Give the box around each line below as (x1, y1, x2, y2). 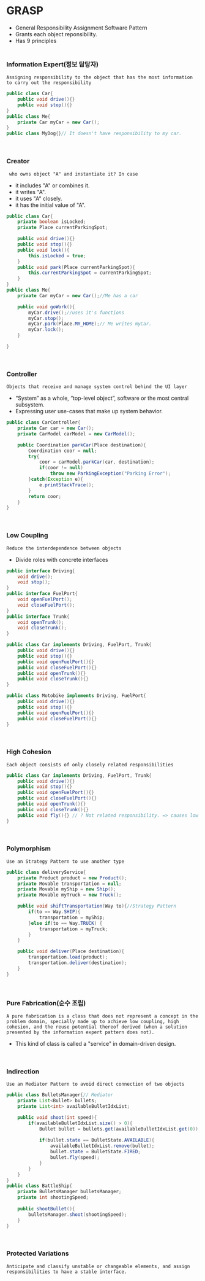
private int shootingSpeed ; (17, 1194, 89, 1201)
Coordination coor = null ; (28, 448, 97, 454)
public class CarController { (6, 419, 81, 426)
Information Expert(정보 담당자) (6, 60, 99, 68)
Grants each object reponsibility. (15, 30, 97, 37)
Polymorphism (6, 844, 51, 853)
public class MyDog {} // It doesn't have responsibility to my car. (6, 130, 182, 137)
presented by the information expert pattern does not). (6, 1029, 155, 1035)
